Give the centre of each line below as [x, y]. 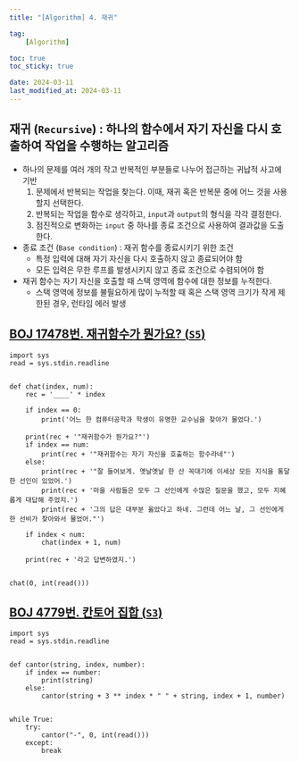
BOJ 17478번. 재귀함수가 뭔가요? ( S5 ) [108, 335]
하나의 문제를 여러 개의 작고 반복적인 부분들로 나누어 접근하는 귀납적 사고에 [152, 169]
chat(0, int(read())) [50, 583]
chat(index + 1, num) [82, 542]
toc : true [28, 58]
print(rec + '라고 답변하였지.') [81, 559]
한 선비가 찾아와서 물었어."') [57, 519]
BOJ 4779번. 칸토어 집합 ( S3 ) [86, 612]
